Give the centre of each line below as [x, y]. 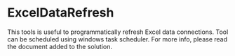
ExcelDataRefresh [61, 13]
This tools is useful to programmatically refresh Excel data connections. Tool [118, 32]
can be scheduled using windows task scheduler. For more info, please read [117, 39]
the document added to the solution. [60, 46]
